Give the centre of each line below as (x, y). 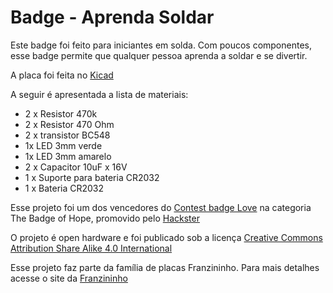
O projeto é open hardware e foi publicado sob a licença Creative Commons (166, 237)
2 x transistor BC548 (67, 135)
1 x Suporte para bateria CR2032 (92, 177)
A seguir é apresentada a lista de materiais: (99, 94)
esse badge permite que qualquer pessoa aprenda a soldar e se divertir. (159, 55)
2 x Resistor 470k (61, 113)
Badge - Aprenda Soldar (112, 17)
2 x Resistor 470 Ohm (69, 124)
